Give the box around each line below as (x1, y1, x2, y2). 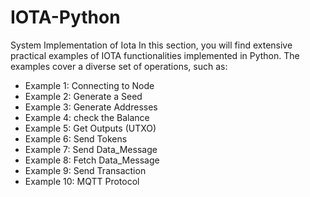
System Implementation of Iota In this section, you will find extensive (10, 39, 293, 51)
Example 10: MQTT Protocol (24, 175, 140, 187)
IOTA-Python (10, 6, 121, 29)
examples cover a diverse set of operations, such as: (10, 60, 228, 72)
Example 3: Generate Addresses (24, 101, 158, 113)
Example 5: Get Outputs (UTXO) (24, 122, 157, 134)
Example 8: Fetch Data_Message (24, 154, 160, 166)
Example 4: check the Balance (24, 111, 150, 123)
